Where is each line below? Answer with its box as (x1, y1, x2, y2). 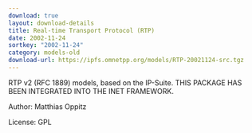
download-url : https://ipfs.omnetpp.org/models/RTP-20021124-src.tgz (8, 57, 245, 65)
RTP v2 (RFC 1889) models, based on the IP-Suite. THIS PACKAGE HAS (8, 77, 242, 88)
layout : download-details (8, 19, 94, 27)
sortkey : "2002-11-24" (8, 41, 84, 49)
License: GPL (8, 117, 52, 127)
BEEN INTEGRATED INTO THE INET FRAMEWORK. (8, 86, 174, 96)
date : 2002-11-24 (8, 33, 66, 42)
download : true (8, 11, 59, 20)
